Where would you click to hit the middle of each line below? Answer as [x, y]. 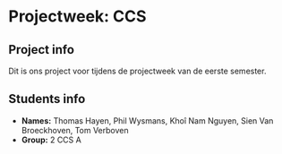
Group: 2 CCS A [51, 140]
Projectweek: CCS [77, 17]
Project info [42, 50]
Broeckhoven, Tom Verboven [75, 130]
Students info [47, 99]
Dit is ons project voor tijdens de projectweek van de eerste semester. [137, 71]
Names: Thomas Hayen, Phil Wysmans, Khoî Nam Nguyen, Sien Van [147, 120]
